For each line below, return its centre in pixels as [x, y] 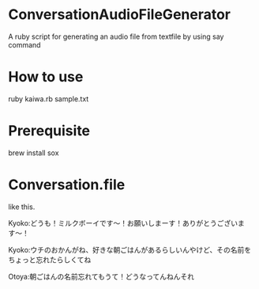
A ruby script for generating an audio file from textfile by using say [116, 36]
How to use [46, 77]
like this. [22, 207]
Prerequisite [49, 131]
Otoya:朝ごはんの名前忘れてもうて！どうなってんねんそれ [101, 276]
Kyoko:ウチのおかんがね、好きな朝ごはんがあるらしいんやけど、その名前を [129, 249]
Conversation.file [67, 184]
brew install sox [34, 153]
